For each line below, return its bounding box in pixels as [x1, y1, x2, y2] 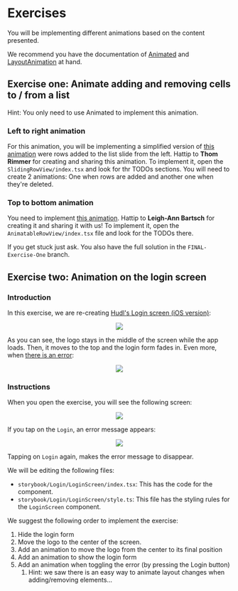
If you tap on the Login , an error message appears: [7, 425, 156, 434]
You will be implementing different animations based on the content [7, 28, 205, 37]
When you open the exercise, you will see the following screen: [7, 398, 193, 407]
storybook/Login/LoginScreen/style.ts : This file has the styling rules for [17, 495, 230, 503]
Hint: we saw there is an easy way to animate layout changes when [28, 568, 225, 577]
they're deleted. [7, 180, 54, 189]
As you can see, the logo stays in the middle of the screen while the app [7, 336, 219, 345]
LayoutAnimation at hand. [7, 57, 82, 66]
